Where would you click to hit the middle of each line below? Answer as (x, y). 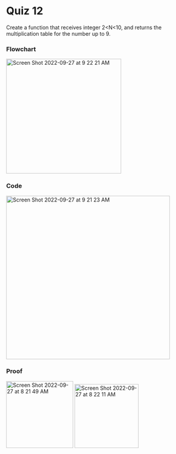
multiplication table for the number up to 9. (59, 33)
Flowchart (21, 49)
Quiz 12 (25, 11)
